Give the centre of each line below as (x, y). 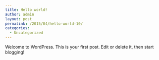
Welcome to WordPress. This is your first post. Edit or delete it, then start (79, 47)
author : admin (20, 14)
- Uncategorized (26, 33)
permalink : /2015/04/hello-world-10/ (44, 24)
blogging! (15, 52)
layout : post (19, 19)
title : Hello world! (26, 10)
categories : (17, 28)
